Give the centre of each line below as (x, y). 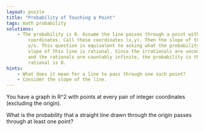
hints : (15, 68)
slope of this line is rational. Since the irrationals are (106, 52)
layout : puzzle (25, 12)
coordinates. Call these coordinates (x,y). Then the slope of (110, 40)
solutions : (20, 29)
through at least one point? (40, 121)
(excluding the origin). (34, 103)
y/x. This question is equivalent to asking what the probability (114, 46)
